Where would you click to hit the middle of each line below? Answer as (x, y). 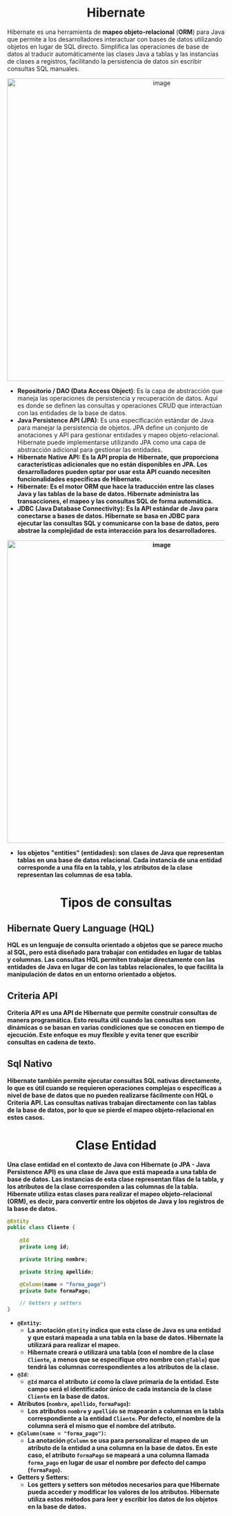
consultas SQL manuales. (43, 69)
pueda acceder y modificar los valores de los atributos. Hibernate (123, 1492)
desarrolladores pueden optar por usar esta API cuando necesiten (114, 471)
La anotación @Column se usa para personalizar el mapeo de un (118, 1441)
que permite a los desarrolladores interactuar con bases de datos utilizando (115, 39)
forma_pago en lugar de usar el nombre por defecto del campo (117, 1463)
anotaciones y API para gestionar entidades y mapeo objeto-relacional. (118, 435)
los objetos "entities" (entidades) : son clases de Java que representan (120, 852)
